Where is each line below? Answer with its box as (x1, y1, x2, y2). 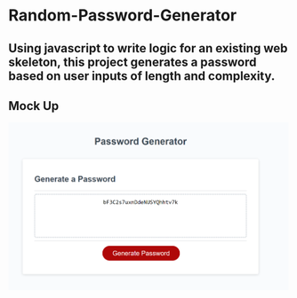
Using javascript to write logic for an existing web (8, 41, 288, 56)
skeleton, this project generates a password (8, 54, 257, 69)
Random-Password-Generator (8, 5, 237, 26)
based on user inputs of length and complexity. (8, 68, 276, 83)
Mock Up (8, 98, 60, 114)
